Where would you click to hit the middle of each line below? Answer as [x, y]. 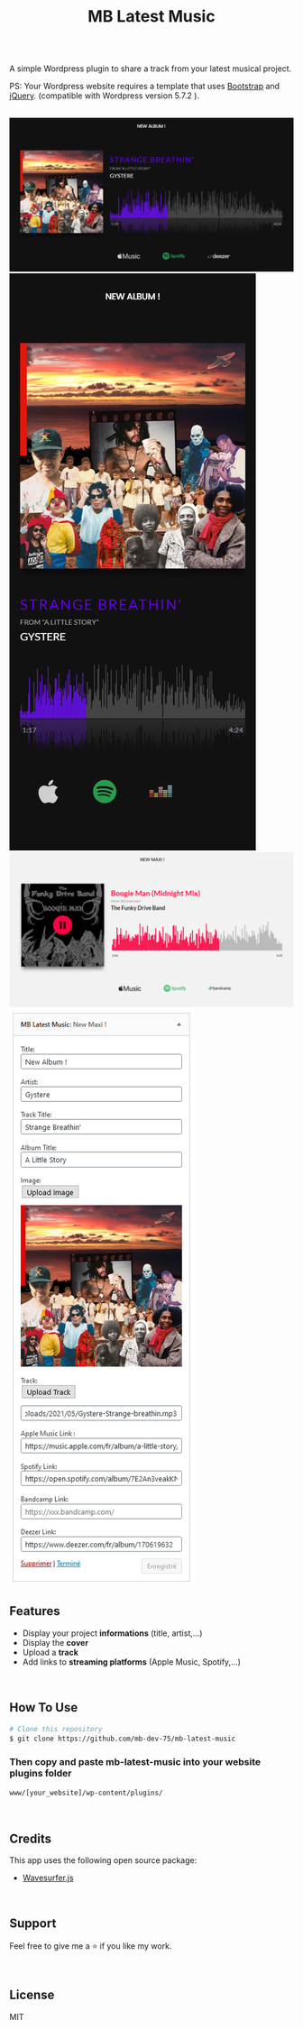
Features [35, 1611]
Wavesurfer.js [48, 1878]
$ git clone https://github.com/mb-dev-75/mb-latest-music [123, 1739]
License [32, 1995]
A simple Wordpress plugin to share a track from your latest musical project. [151, 69]
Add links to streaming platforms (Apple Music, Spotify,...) [132, 1662]
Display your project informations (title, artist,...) [112, 1633]
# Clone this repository [56, 1730]
